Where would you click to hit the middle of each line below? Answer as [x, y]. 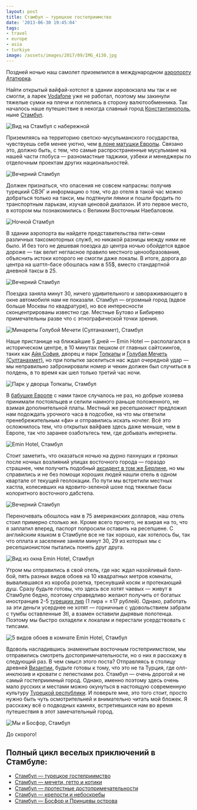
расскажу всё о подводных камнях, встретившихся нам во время [89, 705]
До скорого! [21, 734]
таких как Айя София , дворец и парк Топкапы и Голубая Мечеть [87, 354]
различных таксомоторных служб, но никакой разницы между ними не [96, 239]
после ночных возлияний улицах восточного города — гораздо [86, 462]
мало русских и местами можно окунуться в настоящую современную [96, 686]
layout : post [22, 11]
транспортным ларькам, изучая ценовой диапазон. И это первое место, [97, 204]
